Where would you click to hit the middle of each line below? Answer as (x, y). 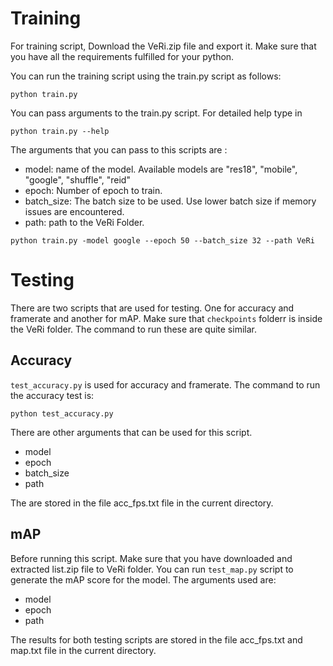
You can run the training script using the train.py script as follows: (146, 76)
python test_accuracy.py (62, 413)
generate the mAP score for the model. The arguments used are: (143, 579)
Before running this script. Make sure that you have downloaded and (151, 558)
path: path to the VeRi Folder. (84, 222)
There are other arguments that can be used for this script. (131, 432)
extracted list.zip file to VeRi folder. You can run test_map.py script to (152, 569)
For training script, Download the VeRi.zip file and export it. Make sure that (163, 46)
